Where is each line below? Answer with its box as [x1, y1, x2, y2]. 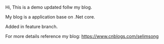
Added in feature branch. [5, 23, 58, 29]
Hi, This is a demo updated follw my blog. [5, 4, 93, 10]
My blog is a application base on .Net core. [5, 14, 95, 19]
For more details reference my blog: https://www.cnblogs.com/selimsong [5, 33, 159, 39]
